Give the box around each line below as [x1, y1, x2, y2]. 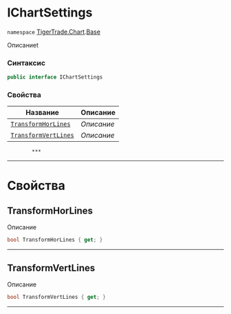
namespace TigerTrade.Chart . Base [7, 28, 101, 36]
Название [25, 108, 60, 118]
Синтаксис [7, 58, 46, 67]
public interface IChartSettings [7, 74, 103, 81]
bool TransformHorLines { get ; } [7, 236, 103, 244]
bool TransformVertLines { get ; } [7, 294, 107, 301]
